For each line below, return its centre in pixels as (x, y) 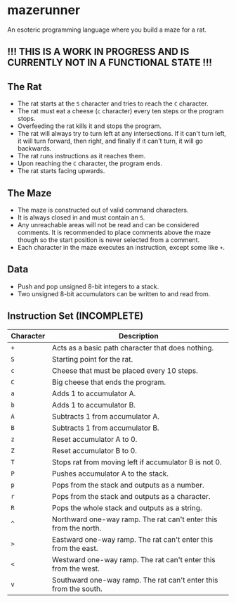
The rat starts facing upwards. (61, 171)
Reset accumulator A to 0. (94, 439)
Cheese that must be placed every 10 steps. (125, 370)
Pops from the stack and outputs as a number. (128, 485)
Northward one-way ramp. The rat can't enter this (135, 519)
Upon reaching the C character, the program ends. (90, 163)
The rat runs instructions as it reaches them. (81, 156)
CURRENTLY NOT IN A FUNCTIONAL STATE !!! (110, 63)
